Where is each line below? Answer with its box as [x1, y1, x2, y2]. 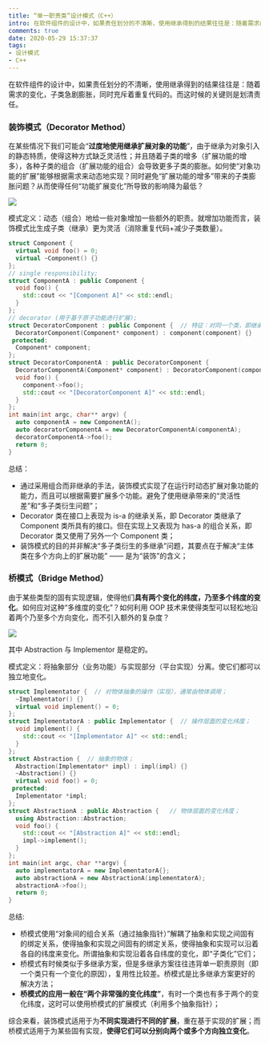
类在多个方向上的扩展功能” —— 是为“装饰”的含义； [19, 551, 188, 560]
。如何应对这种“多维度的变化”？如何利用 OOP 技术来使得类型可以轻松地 [15, 602, 251, 612]
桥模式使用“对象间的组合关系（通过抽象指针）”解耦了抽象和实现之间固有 [19, 929, 255, 939]
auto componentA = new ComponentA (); [15, 418, 142, 426]
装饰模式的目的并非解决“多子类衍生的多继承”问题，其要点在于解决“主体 [19, 540, 255, 550]
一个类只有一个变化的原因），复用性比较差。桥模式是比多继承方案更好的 [19, 969, 255, 979]
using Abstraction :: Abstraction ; [15, 815, 127, 823]
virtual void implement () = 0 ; [15, 702, 120, 710]
